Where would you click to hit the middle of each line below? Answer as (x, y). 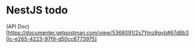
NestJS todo (37, 10)
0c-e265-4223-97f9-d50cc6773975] (52, 39)
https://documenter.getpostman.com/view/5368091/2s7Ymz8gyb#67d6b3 (99, 32)
